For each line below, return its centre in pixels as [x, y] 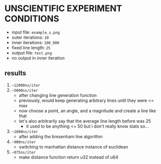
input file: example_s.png [36, 32]
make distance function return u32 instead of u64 [68, 157]
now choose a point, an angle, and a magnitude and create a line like [87, 111]
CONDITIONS [32, 19]
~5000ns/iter [25, 90]
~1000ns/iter [25, 131]
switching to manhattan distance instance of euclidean [73, 147]
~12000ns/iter [26, 85]
